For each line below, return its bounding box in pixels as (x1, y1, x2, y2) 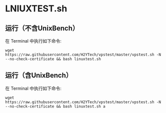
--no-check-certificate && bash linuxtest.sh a (5, 104, 106, 109)
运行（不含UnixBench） (5, 24, 80, 32)
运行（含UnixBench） (5, 71, 73, 80)
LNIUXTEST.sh (5, 3, 68, 14)
